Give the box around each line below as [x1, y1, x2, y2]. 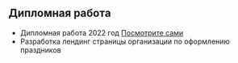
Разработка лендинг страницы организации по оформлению [19, 36, 230, 46]
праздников [19, 44, 62, 55]
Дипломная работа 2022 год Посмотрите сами [19, 27, 184, 37]
